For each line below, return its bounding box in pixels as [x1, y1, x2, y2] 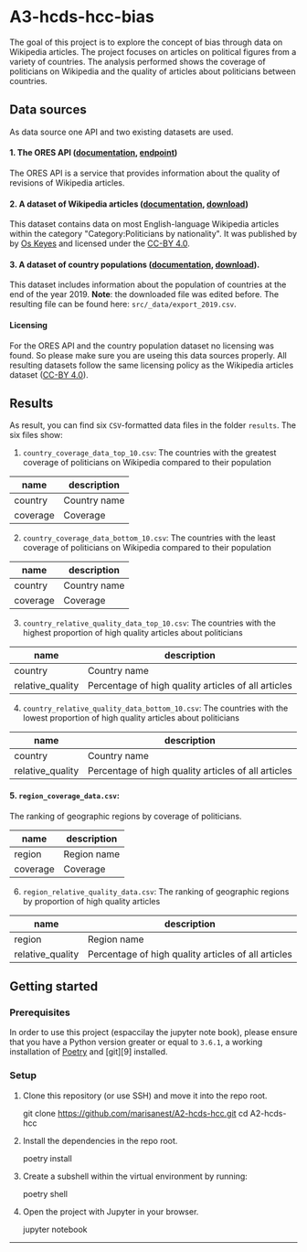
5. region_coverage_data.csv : [9, 789, 121, 801]
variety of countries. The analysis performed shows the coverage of [9, 56, 267, 67]
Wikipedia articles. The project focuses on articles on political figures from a [9, 46, 297, 57]
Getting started [9, 979, 99, 994]
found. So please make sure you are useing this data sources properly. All [9, 349, 288, 360]
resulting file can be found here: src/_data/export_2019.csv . [9, 299, 238, 310]
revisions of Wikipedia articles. [9, 177, 125, 188]
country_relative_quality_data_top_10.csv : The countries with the [22, 617, 277, 628]
